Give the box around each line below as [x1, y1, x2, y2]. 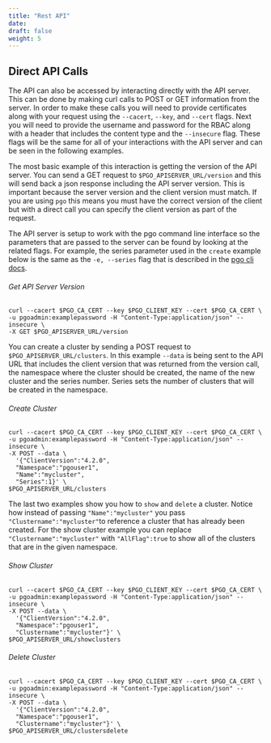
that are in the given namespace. [8, 542, 118, 552]
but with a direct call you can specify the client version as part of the [8, 205, 237, 214]
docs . [8, 264, 28, 273]
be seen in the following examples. [8, 146, 125, 156]
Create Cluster [8, 403, 57, 413]
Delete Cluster [8, 652, 57, 662]
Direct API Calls [8, 64, 89, 78]
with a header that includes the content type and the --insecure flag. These [8, 129, 261, 138]
